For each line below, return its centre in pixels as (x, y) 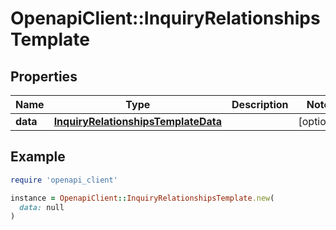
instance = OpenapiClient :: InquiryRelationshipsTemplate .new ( (142, 198)
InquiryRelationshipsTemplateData (138, 121)
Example (38, 157)
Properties (44, 76)
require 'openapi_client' (64, 180)
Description (260, 104)
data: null (42, 207)
